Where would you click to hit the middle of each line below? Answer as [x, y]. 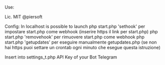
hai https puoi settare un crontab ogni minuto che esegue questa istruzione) [82, 47]
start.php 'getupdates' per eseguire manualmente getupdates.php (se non [81, 42]
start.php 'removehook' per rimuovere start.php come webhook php [75, 37]
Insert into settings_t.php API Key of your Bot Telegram [61, 57]
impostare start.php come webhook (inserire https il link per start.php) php [81, 32]
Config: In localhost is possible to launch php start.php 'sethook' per [75, 26]
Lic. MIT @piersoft [24, 17]
